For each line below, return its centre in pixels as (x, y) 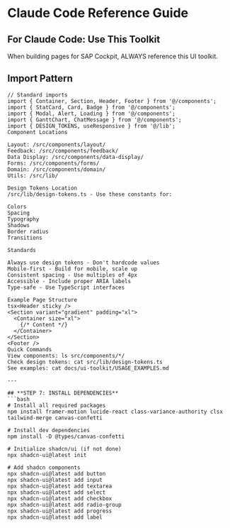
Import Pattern (40, 78)
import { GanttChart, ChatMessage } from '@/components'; (94, 120)
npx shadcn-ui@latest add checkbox (60, 498)
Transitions (25, 238)
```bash (19, 399)
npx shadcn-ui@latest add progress (60, 511)
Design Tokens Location (42, 188)
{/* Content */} (44, 324)
